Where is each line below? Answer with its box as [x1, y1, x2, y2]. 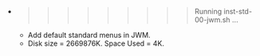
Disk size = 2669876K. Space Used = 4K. [27, 39, 165, 48]
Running [194, 7, 223, 16]
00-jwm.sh [194, 15, 230, 24]
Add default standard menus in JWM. [27, 31, 151, 39]
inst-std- [223, 7, 253, 16]
